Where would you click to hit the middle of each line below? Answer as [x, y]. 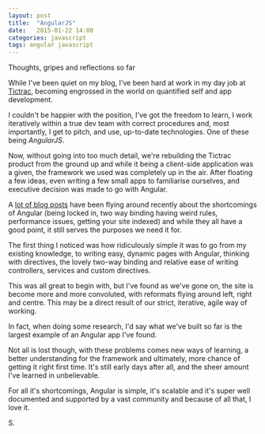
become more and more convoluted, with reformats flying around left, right [130, 295]
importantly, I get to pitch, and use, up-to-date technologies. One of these [129, 132]
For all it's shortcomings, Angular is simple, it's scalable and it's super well [129, 391]
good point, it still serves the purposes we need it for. [95, 230]
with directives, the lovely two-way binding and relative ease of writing [123, 262]
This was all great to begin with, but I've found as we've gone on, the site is [131, 286]
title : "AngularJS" [42, 23]
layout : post [30, 15]
